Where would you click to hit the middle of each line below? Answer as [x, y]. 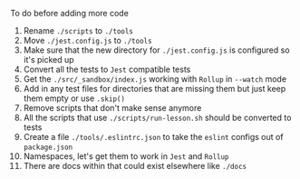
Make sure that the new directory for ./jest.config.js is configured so [156, 50]
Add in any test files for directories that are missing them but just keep [155, 89]
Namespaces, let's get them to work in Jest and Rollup [126, 156]
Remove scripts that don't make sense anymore [112, 108]
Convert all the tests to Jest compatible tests [107, 69]
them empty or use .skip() [74, 98]
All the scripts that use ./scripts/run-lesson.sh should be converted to [157, 118]
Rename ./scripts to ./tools [78, 30]
